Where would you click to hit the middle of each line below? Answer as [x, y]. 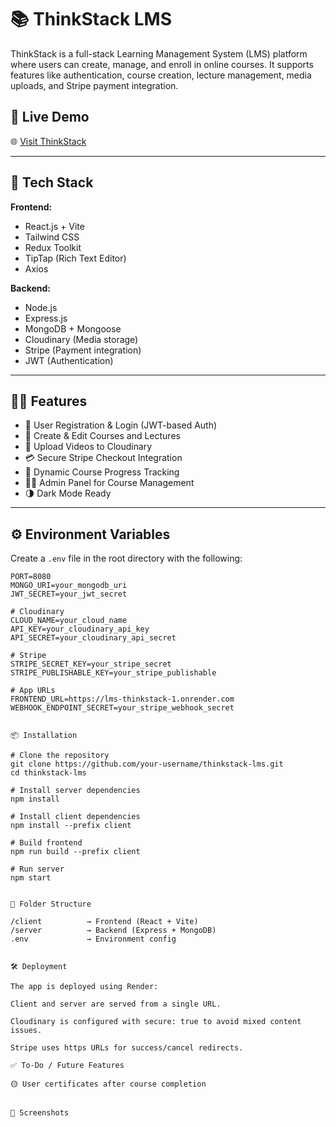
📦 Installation [44, 736]
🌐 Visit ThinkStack [48, 141]
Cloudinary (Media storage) [81, 339]
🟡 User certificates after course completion [108, 1084]
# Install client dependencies [75, 817]
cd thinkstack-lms [48, 773]
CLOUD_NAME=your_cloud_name [69, 621]
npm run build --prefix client [75, 852]
